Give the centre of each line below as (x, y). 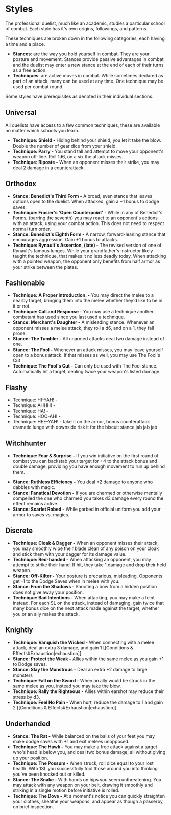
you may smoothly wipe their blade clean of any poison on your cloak (86, 548)
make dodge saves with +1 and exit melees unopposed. (71, 742)
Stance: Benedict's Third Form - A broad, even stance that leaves (82, 196)
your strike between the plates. (45, 267)
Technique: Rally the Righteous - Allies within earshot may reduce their (88, 691)
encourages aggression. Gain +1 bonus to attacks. (65, 239)
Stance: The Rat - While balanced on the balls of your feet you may (84, 736)
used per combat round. (38, 86)
